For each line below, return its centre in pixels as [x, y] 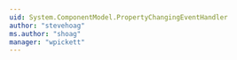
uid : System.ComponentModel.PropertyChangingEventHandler [118, 17]
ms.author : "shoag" [45, 34]
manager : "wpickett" [47, 42]
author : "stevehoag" [47, 26]
